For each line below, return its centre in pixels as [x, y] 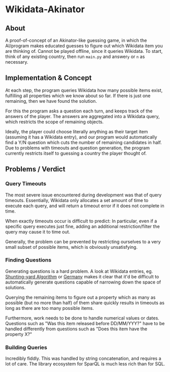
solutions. [15, 287]
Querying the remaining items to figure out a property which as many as [80, 297]
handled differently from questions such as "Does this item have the [76, 329]
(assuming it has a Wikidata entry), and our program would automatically [81, 137]
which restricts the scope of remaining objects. [55, 122]
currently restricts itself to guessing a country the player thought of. [76, 153]
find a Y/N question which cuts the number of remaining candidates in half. [84, 142]
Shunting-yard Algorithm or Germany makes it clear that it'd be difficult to [82, 276]
